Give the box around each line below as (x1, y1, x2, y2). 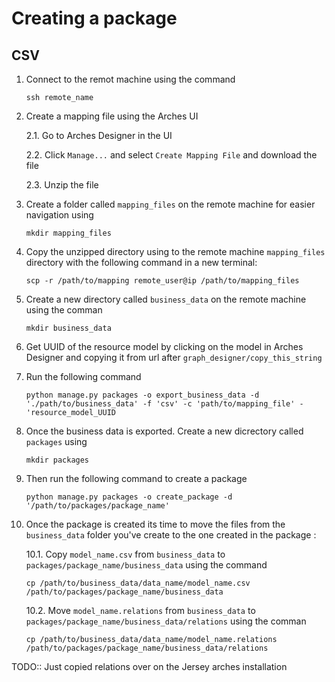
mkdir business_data (25, 323, 112, 333)
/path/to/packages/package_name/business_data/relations (25, 643, 269, 653)
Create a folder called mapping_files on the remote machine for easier (25, 198, 316, 210)
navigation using (25, 209, 94, 221)
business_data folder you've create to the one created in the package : (25, 529, 317, 541)
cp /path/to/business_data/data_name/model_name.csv (25, 578, 251, 588)
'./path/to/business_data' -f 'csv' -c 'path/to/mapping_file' (25, 399, 296, 409)
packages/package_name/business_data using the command (25, 559, 268, 571)
